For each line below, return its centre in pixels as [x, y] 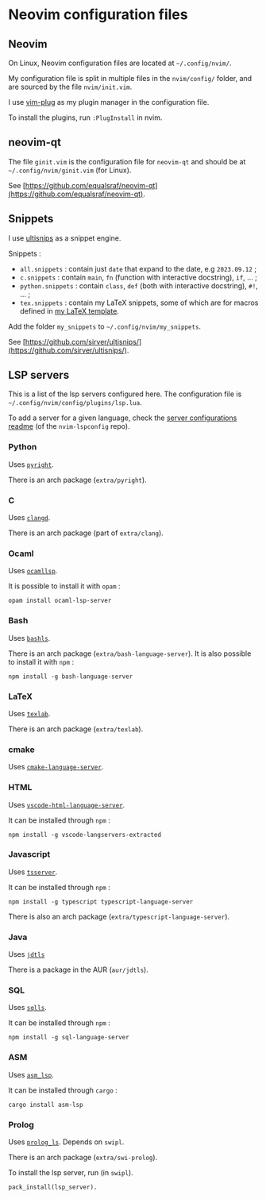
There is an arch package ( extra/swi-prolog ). [83, 1157]
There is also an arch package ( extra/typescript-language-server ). [119, 916]
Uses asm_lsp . [31, 1074]
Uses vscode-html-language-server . [67, 804]
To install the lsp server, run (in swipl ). [71, 1172]
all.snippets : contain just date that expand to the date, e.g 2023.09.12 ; [138, 268]
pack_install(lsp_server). [53, 1187]
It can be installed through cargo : [63, 1090]
